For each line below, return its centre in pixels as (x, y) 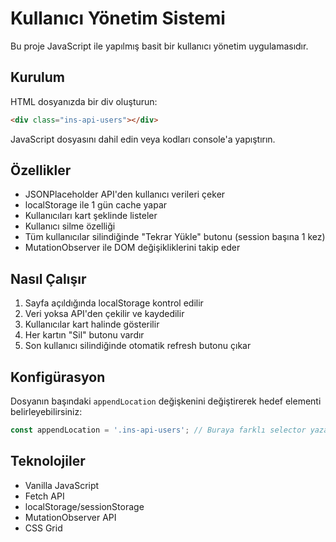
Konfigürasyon (58, 377)
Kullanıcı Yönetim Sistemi (118, 18)
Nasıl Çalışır (48, 278)
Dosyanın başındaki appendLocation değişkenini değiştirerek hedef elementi (166, 401)
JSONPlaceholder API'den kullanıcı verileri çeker (125, 194)
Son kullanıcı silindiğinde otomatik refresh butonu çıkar (138, 346)
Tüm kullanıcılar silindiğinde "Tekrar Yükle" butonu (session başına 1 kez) (175, 237)
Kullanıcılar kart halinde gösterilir (92, 324)
